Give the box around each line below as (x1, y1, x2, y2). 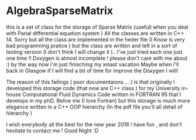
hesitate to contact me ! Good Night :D (6, 127, 99, 134)
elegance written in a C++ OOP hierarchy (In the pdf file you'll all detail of (6, 103, 183, 110)
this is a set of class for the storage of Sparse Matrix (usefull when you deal (6, 23, 188, 30)
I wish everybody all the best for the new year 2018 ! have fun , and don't (6, 121, 183, 128)
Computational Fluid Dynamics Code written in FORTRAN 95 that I (22, 91, 181, 98)
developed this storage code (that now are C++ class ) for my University (6, 84, 180, 91)
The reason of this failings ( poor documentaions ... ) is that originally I (6, 78, 176, 86)
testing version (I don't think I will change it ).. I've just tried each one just (6, 48, 183, 55)
